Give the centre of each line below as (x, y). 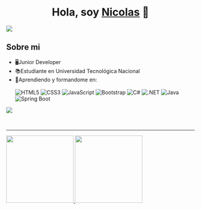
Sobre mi (23, 47)
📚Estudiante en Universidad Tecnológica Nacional (77, 71)
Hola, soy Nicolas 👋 (100, 12)
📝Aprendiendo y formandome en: (56, 80)
